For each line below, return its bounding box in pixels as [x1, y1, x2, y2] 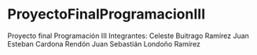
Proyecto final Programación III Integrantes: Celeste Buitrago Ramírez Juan [7, 31, 249, 40]
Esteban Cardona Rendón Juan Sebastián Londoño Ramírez [7, 39, 201, 48]
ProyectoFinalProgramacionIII [7, 5, 206, 23]
